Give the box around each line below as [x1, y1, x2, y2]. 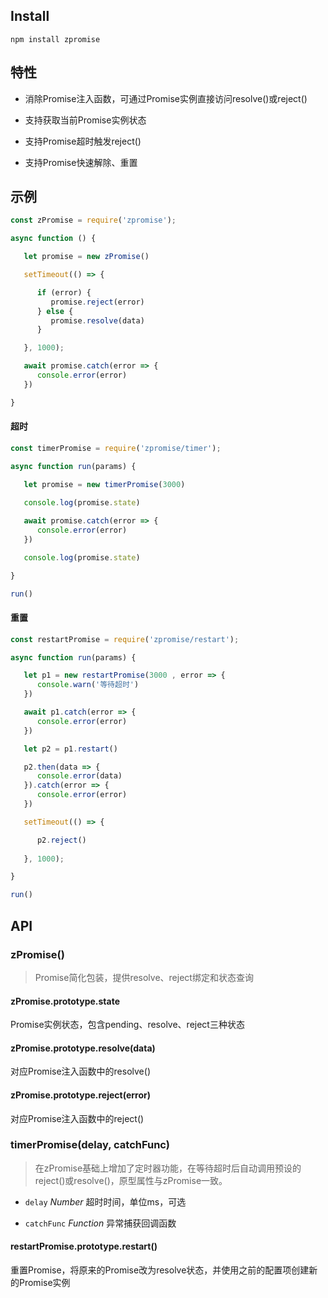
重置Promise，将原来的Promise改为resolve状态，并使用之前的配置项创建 [10, 1264, 310, 1276]
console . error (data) [36, 771, 123, 781]
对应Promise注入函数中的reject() [10, 1112, 145, 1124]
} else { [36, 306, 74, 316]
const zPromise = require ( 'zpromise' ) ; [10, 215, 177, 226]
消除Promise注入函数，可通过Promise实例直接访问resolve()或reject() [24, 92, 308, 104]
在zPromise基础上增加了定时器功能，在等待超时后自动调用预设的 [34, 1162, 302, 1174]
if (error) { [36, 287, 92, 298]
